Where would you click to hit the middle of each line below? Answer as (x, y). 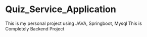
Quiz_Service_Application (61, 9)
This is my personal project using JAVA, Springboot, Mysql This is (74, 23)
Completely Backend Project (35, 28)
